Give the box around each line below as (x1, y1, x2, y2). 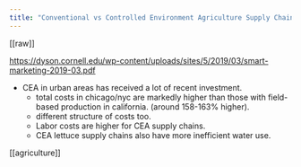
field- (267, 92, 288, 102)
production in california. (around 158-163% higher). (61, 101, 250, 112)
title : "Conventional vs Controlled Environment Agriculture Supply (9, 13, 271, 22)
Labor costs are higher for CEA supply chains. (35, 120, 206, 131)
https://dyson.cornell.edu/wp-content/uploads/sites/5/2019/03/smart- (9, 55, 269, 66)
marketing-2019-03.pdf (9, 65, 96, 75)
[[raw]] (9, 38, 36, 48)
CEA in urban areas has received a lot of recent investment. (21, 82, 243, 92)
